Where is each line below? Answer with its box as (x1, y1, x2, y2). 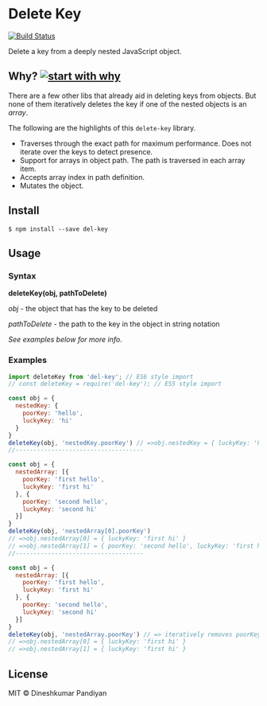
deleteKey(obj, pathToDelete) (8, 288, 107, 298)
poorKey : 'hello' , (22, 409, 83, 418)
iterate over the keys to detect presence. (19, 146, 153, 156)
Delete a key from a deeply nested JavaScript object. (8, 46, 182, 56)
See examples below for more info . (8, 335, 122, 345)
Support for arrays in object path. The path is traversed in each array (19, 155, 246, 165)
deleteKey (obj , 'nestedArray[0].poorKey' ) (8, 527, 151, 536)
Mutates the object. (19, 181, 84, 190)
